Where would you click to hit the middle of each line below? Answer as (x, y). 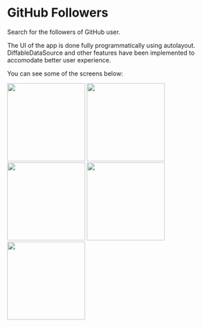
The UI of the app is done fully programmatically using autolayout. (101, 45)
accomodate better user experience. (59, 60)
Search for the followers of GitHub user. (64, 32)
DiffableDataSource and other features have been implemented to (101, 53)
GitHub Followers (58, 13)
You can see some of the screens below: (65, 73)
